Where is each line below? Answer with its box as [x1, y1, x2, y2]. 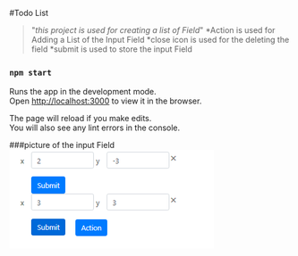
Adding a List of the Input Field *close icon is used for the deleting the [30, 35, 290, 45]
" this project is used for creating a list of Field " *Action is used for [30, 25, 276, 35]
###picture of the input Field [9, 140, 115, 151]
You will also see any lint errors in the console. [9, 122, 181, 133]
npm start [9, 67, 52, 78]
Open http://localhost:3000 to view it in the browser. [9, 95, 202, 106]
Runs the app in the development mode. [9, 87, 157, 97]
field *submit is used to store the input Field [30, 44, 192, 54]
